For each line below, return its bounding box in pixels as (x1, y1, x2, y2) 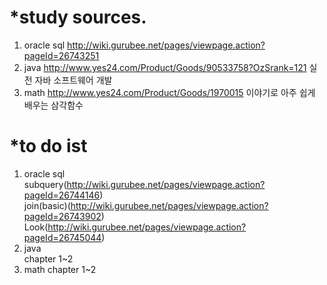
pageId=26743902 (23, 210, 102, 222)
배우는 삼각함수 (23, 99, 84, 111)
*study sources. (9, 6, 147, 29)
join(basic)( (23, 199, 71, 211)
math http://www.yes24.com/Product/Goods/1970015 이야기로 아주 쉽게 (23, 86, 316, 98)
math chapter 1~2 (23, 263, 97, 275)
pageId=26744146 (23, 189, 101, 201)
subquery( (23, 178, 67, 190)
